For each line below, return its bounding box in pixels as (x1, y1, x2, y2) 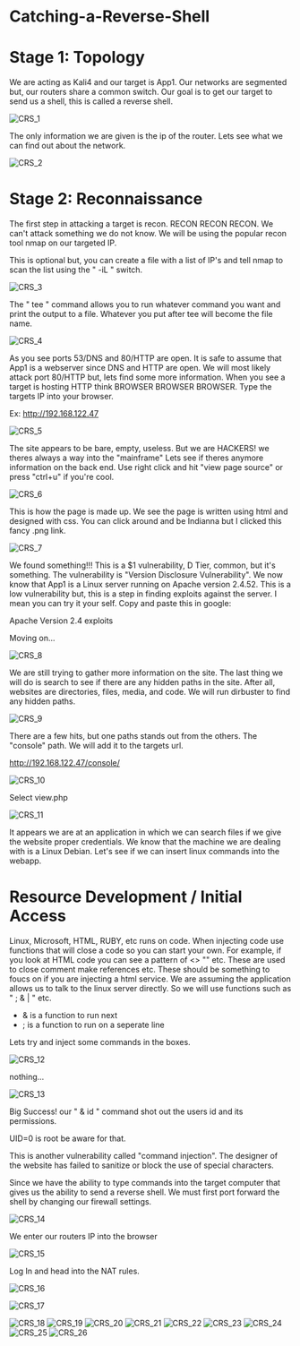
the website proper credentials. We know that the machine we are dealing (9, 836, 281, 847)
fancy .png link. (9, 526, 66, 536)
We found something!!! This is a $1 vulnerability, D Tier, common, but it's (9, 560, 276, 570)
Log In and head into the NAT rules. (9, 1265, 141, 1276)
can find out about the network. (9, 141, 126, 151)
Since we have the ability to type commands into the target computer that (9, 1178, 280, 1187)
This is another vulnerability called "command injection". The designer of (9, 1151, 279, 1161)
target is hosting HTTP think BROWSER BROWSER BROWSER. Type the (9, 382, 272, 392)
